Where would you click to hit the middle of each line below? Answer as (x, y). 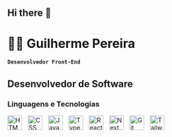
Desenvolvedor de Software (70, 84)
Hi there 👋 (29, 13)
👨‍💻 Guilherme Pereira (71, 43)
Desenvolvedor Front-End (44, 62)
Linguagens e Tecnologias (53, 104)
